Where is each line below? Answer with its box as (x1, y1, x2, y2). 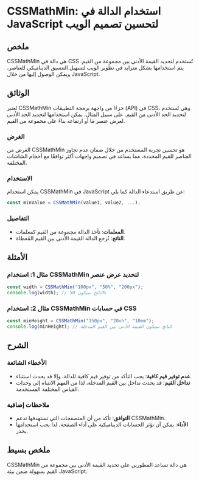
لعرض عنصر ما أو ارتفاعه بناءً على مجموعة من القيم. (7, 117, 125, 124)
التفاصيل (7, 214, 30, 223)
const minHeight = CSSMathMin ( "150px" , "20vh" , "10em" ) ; (7, 318, 155, 324)
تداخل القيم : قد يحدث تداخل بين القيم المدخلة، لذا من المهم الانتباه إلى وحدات (15, 379, 190, 386)
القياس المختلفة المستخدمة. (15, 385, 80, 393)
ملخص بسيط (7, 445, 51, 455)
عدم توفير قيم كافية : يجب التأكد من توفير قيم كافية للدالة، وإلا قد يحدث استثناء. (15, 372, 192, 379)
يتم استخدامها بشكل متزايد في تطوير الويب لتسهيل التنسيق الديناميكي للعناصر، (7, 64, 184, 71)
